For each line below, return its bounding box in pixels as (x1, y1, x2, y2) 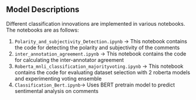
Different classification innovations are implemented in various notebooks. (6, 20, 185, 27)
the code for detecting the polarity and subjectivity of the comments (14, 44, 180, 51)
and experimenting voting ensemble (14, 75, 102, 82)
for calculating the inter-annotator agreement (14, 56, 124, 63)
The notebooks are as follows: (6, 26, 79, 33)
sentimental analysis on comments (14, 87, 99, 94)
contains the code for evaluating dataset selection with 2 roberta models (14, 68, 191, 75)
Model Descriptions (6, 5, 80, 15)
